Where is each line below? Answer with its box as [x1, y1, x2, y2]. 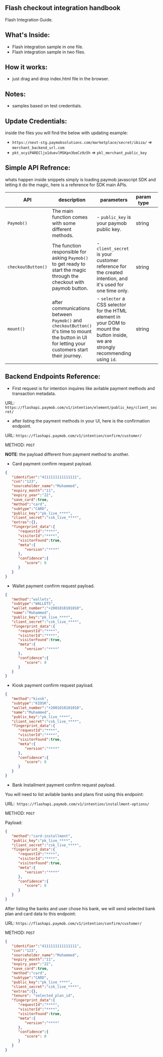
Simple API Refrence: [5, 164, 71, 172]
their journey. [51, 352, 82, 359]
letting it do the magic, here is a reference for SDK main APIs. [5, 182, 128, 188]
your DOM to [96, 319, 126, 326]
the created [96, 269, 123, 276]
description [58, 196, 86, 203]
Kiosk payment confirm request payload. [12, 683, 94, 688]
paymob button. [51, 284, 88, 291]
